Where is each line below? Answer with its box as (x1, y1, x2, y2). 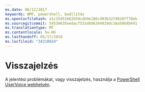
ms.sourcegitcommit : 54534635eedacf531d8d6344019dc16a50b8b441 (5, 21, 138, 26)
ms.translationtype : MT (5, 25, 54, 30)
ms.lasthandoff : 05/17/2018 (5, 35, 63, 40)
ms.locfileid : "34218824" (5, 39, 58, 44)
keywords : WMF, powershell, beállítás (5, 12, 85, 17)
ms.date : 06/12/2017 (5, 7, 48, 12)
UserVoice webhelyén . (5, 81, 51, 87)
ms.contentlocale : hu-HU (5, 30, 56, 35)
